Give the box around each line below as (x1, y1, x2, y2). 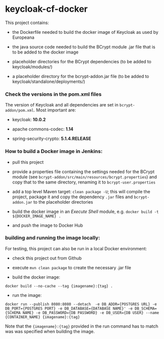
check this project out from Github (12, 255, 82, 261)
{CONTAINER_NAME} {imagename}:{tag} (5, 314, 80, 319)
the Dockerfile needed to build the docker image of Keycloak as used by (12, 29, 159, 35)
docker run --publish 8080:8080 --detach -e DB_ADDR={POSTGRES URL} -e (5, 302, 157, 307)
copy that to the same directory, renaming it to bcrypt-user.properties (12, 179, 156, 185)
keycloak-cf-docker (5, 3, 88, 15)
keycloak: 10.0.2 (12, 117, 46, 123)
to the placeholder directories (33, 199, 93, 205)
